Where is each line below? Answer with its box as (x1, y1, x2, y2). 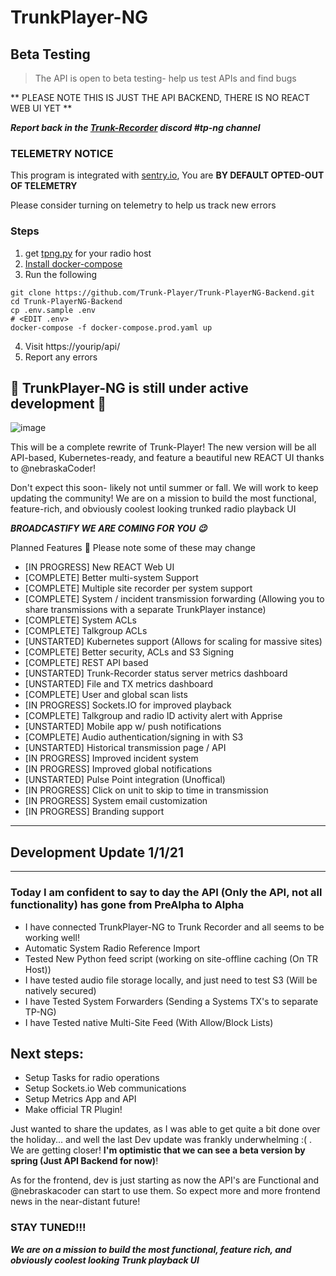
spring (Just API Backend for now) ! (10, 1155, 159, 1167)
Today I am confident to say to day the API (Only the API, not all (10, 886, 323, 900)
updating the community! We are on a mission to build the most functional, (10, 492, 317, 505)
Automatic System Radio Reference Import (24, 942, 201, 954)
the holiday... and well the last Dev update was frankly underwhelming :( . (10, 1134, 313, 1146)
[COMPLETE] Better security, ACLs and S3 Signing (24, 646, 235, 658)
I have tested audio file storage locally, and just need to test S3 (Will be (24, 974, 318, 986)
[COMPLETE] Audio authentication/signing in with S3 (24, 731, 244, 743)
